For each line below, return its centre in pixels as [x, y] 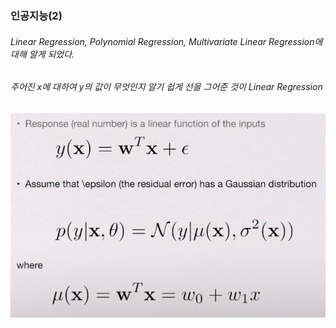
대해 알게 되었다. [42, 54]
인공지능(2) [36, 15]
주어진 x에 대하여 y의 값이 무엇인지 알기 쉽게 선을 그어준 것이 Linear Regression [166, 87]
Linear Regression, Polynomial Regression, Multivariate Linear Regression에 [166, 41]
